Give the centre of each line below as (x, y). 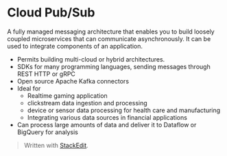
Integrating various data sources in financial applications (107, 117)
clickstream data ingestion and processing (87, 103)
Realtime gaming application (67, 95)
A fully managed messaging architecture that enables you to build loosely (111, 31)
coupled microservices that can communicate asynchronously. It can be (109, 38)
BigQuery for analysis (48, 132)
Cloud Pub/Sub (51, 13)
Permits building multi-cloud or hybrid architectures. (91, 59)
